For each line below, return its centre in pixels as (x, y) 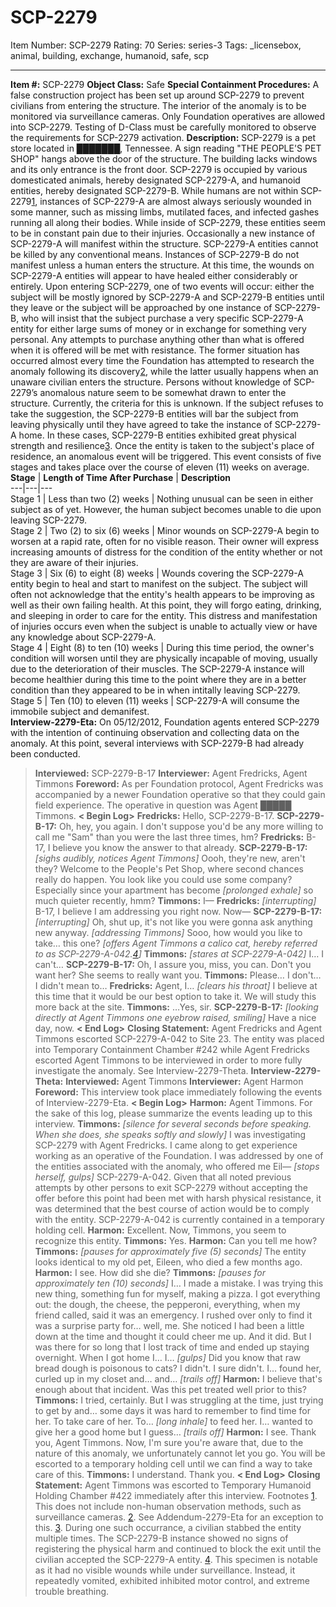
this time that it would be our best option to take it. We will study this (175, 996)
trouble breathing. (72, 1591)
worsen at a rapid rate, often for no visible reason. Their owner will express (165, 541)
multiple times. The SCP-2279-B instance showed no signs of (161, 1538)
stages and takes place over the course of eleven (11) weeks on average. (160, 467)
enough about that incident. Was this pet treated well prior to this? (170, 1389)
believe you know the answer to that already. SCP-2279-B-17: (180, 847)
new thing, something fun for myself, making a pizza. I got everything (177, 1293)
